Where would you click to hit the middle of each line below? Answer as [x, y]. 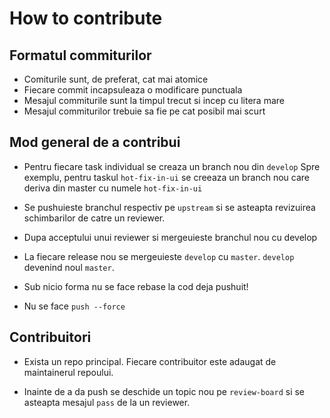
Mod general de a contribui [95, 142]
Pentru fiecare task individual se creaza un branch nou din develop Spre [172, 166]
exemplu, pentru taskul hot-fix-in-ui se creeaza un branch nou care [167, 177]
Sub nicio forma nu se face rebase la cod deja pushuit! [136, 286]
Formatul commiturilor [80, 55]
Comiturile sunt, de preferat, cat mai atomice [116, 79]
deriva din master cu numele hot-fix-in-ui [113, 188]
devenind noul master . [69, 267]
